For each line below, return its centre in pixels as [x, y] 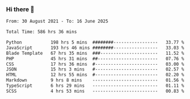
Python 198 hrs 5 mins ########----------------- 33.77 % [95, 43]
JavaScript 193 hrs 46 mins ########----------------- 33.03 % [95, 48]
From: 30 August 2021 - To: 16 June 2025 [57, 22]
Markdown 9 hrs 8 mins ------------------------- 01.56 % [95, 80]
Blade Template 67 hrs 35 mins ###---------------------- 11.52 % [95, 53]
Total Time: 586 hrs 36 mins [42, 32]
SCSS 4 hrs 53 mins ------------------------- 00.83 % [95, 91]
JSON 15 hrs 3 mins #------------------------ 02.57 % [95, 69]
